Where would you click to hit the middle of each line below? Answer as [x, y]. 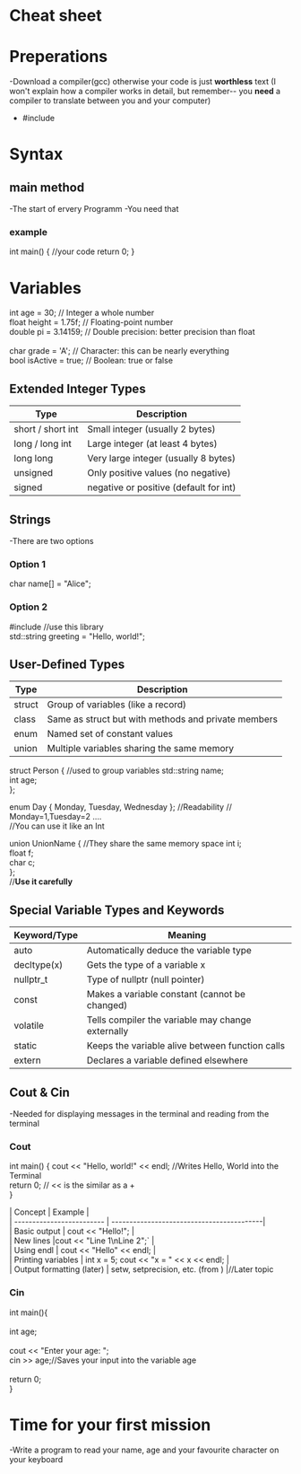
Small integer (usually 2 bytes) [151, 429]
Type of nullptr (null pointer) [146, 979]
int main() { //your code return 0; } [72, 251]
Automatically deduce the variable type [169, 951]
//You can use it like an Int [57, 826]
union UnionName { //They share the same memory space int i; [125, 844]
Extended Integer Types [77, 388]
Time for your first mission [110, 1425]
